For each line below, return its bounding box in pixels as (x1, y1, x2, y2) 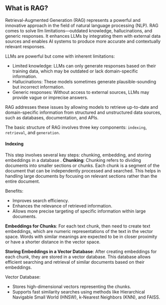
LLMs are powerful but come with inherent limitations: (5, 53, 115, 59)
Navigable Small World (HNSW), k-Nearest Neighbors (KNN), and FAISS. (12, 294, 160, 300)
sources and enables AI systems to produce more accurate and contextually (5, 38, 161, 44)
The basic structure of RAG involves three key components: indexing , (5, 124, 147, 130)
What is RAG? (5, 4, 49, 12)
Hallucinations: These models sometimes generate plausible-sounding (12, 78, 157, 84)
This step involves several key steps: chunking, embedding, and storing (5, 152, 151, 158)
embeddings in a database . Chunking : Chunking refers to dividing (5, 157, 141, 163)
